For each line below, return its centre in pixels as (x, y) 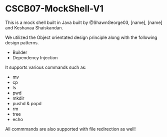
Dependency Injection (35, 57)
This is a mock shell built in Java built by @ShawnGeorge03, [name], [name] (84, 22)
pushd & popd (27, 103)
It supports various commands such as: (46, 67)
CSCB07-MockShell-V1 (54, 9)
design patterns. (22, 42)
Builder (20, 52)
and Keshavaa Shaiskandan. (34, 27)
